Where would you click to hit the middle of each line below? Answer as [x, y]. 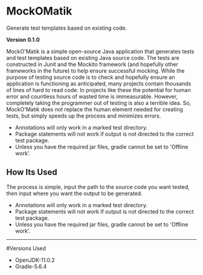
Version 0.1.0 [23, 39]
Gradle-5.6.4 [31, 266]
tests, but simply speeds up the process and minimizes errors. [84, 116]
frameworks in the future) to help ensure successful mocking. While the [95, 70]
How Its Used [32, 172]
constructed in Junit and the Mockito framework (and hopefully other [92, 64]
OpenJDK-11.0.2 [35, 260]
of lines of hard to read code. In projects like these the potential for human [99, 90]
